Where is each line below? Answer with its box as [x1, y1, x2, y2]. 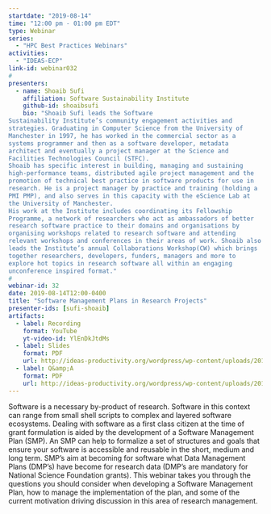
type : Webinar [8, 27, 56, 35]
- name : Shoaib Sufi [15, 86, 85, 95]
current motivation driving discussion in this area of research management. [8, 495, 258, 505]
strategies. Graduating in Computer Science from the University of [8, 124, 244, 132]
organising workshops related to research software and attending [8, 229, 236, 238]
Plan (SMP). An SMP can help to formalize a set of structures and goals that [8, 436, 260, 445]
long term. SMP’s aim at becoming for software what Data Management [8, 453, 246, 462]
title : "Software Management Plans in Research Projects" [8, 297, 207, 305]
